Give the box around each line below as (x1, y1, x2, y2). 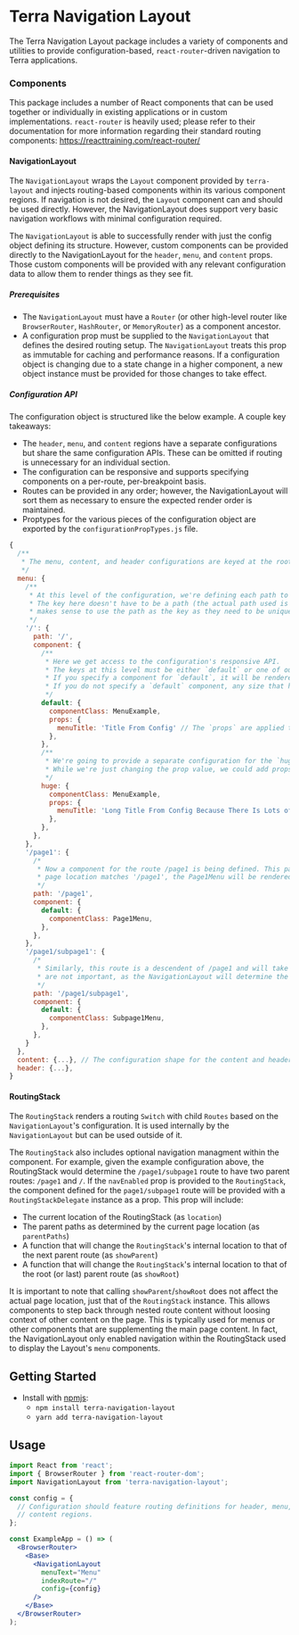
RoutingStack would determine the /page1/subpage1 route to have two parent (9, 1166, 290, 1177)
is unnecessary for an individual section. (21, 457, 171, 468)
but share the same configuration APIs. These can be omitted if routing (21, 448, 283, 459)
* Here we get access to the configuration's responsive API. (44, 657, 280, 666)
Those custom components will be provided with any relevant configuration (9, 259, 287, 270)
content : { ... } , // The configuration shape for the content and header (17, 1055, 293, 1064)
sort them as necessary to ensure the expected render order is (21, 495, 253, 506)
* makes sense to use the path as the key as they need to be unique (28, 607, 293, 617)
